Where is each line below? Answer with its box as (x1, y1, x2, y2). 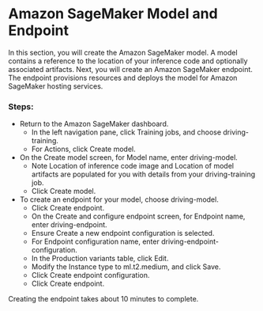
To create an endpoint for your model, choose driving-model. (19, 195, 219, 204)
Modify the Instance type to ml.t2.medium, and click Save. (31, 262, 221, 271)
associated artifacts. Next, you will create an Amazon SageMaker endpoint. (8, 64, 253, 74)
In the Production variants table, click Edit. (31, 254, 169, 264)
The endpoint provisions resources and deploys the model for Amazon (8, 73, 238, 82)
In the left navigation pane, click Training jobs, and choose (31, 127, 222, 137)
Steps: (8, 101, 34, 112)
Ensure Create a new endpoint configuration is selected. (31, 229, 215, 238)
